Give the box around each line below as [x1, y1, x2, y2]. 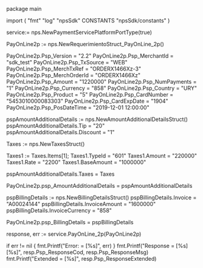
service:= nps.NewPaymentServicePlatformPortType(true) [6, 29, 152, 36]
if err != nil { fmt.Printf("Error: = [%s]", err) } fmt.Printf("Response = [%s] [6, 242, 188, 249]
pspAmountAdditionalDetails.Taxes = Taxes [6, 170, 115, 177]
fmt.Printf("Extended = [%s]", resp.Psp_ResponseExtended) [6, 255, 157, 262]
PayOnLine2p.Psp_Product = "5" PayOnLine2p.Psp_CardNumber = [6, 91, 174, 98]
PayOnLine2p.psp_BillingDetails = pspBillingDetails [6, 219, 134, 225]
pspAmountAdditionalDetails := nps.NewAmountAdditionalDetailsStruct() [6, 115, 188, 123]
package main [6, 5, 42, 12]
